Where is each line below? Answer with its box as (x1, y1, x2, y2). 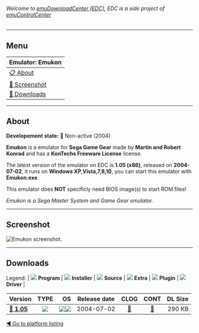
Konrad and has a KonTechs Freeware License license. (6, 150, 142, 157)
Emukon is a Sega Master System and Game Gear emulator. (6, 197, 153, 204)
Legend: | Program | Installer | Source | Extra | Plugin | (6, 274, 179, 281)
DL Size (166, 295, 189, 303)
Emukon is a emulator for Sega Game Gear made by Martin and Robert (6, 143, 181, 151)
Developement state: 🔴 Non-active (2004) (6, 132, 111, 139)
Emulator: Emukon (9, 58, 62, 66)
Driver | (6, 281, 25, 288)
